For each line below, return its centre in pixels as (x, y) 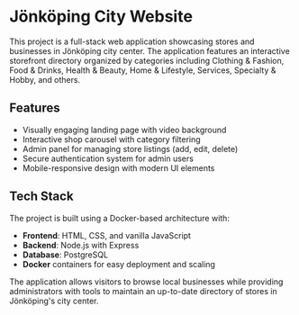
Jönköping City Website (101, 17)
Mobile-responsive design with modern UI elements (118, 167)
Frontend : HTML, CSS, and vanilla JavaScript (107, 235)
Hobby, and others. (45, 79)
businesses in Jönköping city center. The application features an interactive (149, 50)
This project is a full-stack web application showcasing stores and (132, 41)
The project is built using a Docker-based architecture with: (119, 218)
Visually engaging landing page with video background (124, 130)
